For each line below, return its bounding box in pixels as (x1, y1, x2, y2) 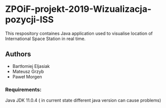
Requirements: (5, 86, 42, 93)
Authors (5, 50, 31, 58)
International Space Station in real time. (5, 36, 86, 42)
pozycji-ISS (5, 14, 54, 25)
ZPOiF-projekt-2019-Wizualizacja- (5, 3, 152, 15)
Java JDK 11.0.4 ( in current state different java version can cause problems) (5, 98, 162, 104)
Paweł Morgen (12, 73, 42, 80)
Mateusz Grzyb (12, 68, 44, 74)
